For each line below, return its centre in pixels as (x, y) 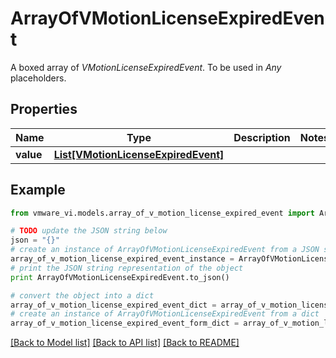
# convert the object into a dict (82, 295)
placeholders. (38, 78)
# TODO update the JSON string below (89, 231)
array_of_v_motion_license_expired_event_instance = (122, 259)
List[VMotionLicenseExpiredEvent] (139, 154)
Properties (44, 109)
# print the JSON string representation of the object (127, 268)
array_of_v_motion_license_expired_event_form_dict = (125, 323)
